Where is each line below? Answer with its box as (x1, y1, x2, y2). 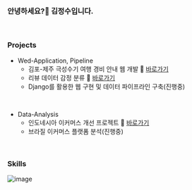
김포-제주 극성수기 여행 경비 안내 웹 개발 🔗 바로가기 (28, 65, 169, 73)
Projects (7, 40, 37, 50)
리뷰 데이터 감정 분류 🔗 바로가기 (28, 73, 115, 82)
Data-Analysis (17, 110, 59, 118)
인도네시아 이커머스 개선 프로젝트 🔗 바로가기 (28, 118, 150, 127)
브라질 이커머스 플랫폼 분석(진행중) (28, 127, 124, 135)
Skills (7, 158, 27, 168)
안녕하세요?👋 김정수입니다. (7, 6, 94, 15)
